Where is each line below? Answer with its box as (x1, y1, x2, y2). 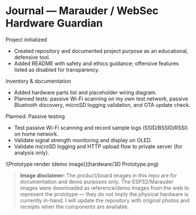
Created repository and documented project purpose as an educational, (14, 47, 189, 54)
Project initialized (5, 36, 48, 43)
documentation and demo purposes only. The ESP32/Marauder (19, 178, 174, 185)
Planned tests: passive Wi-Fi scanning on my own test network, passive (14, 95, 189, 102)
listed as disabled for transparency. (14, 66, 99, 73)
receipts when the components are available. (19, 203, 129, 210)
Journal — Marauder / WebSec (5, 4, 159, 18)
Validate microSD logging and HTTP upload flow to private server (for (14, 143, 183, 150)
